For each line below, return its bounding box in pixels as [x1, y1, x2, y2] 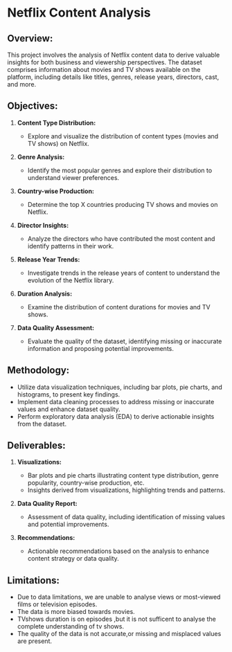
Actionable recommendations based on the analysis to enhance [27, 547, 210, 555]
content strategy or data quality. [27, 554, 119, 563]
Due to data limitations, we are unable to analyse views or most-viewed [17, 593, 221, 601]
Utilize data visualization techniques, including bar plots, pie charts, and [17, 383, 223, 391]
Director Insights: [17, 221, 69, 229]
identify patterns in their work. [27, 242, 114, 250]
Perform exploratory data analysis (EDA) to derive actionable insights [17, 412, 215, 420]
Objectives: [7, 100, 58, 112]
